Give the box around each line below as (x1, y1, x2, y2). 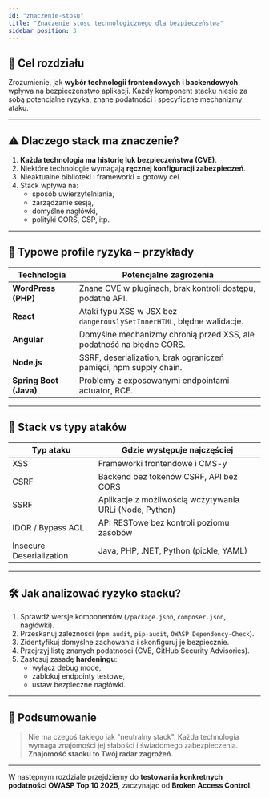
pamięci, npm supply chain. (78, 361, 183, 373)
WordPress (12, 282, 56, 293)
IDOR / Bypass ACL (12, 522, 85, 533)
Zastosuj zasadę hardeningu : (19, 655, 118, 664)
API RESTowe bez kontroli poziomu (98, 517, 230, 528)
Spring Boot (12, 374, 58, 385)
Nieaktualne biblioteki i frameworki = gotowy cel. (19, 172, 182, 181)
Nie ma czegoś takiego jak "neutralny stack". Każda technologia (27, 732, 239, 742)
